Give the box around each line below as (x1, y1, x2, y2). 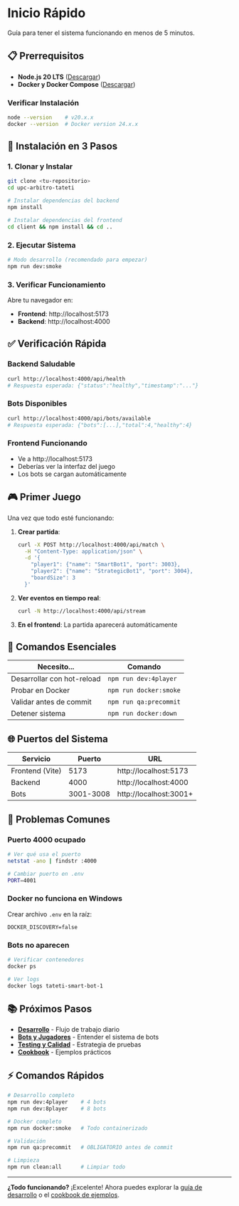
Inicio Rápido (7, 5, 86, 21)
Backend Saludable (7, 359, 76, 369)
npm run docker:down (107, 709, 178, 718)
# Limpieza (7, 1157, 40, 1164)
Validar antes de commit (11, 697, 92, 707)
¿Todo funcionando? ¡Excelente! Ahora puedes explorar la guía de (7, 1183, 203, 1192)
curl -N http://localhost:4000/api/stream (17, 607, 146, 615)
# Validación (7, 1137, 46, 1145)
